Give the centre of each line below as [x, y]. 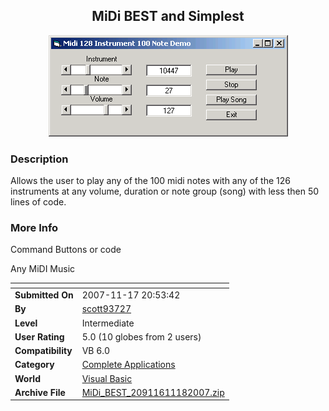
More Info [34, 228]
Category [34, 365]
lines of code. [38, 202]
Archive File [40, 392]
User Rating [39, 336]
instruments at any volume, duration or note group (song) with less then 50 [165, 191]
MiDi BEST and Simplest [168, 16]
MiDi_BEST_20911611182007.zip [153, 392]
